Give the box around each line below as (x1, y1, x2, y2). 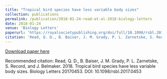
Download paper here (5, 48, 50, 54)
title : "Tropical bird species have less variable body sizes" (5, 7, 139, 12)
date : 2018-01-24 (5, 21, 41, 26)
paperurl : (5, 30, 26, 35)
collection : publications (5, 12, 59, 17)
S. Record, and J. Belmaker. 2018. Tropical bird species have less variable (5, 63, 156, 69)
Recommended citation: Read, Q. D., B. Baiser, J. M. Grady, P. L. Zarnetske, (5, 58, 159, 64)
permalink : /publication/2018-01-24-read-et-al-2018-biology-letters (5, 16, 153, 21)
